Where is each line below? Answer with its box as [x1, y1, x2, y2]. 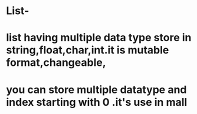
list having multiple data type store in [6, 31, 192, 45]
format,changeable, [6, 56, 106, 69]
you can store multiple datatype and [6, 83, 187, 96]
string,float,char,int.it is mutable [6, 43, 169, 57]
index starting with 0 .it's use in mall [6, 95, 188, 109]
